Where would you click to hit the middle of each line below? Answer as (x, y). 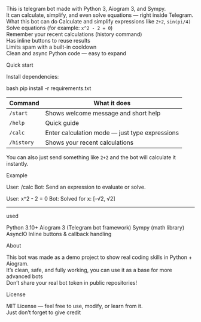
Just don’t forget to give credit (44, 312)
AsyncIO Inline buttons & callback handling (59, 234)
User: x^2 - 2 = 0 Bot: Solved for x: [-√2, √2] (61, 199)
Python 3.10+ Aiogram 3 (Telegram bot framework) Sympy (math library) (95, 227)
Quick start (20, 65)
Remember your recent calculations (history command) (74, 34)
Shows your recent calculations (89, 142)
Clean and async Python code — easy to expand (66, 53)
